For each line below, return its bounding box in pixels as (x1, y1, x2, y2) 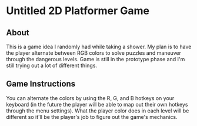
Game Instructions (6, 79, 76, 89)
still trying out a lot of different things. (6, 62, 98, 69)
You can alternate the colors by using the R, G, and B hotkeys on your (6, 94, 175, 101)
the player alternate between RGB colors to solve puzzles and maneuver (6, 49, 181, 57)
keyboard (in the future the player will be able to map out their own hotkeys (6, 101, 188, 108)
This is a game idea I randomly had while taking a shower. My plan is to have (6, 43, 192, 50)
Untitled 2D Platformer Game (6, 4, 150, 18)
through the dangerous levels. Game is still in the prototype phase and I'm (6, 56, 185, 62)
